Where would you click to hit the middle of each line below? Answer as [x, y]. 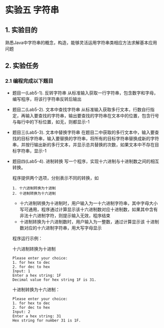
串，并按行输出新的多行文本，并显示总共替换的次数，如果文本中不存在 [83, 145]
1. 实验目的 [21, 30]
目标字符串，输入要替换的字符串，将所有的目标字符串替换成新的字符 [90, 138]
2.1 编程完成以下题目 [29, 81]
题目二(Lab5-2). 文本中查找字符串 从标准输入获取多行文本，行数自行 [81, 109]
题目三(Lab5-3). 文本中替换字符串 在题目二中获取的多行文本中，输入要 [83, 132]
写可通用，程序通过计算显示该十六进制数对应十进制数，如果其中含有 [89, 209]
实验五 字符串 [32, 10]
